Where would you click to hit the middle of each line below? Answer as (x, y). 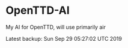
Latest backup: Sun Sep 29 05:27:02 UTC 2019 (64, 38)
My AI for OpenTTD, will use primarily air (56, 27)
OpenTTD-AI (38, 10)
